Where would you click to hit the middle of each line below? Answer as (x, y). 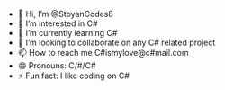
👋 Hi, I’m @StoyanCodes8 (66, 14)
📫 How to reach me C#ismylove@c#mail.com (103, 53)
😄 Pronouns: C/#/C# (57, 66)
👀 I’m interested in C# (58, 23)
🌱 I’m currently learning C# (67, 33)
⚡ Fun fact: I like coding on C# (74, 76)
